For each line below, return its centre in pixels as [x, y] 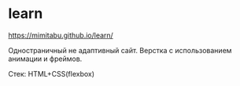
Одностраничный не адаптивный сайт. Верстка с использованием [120, 50]
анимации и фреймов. [45, 59]
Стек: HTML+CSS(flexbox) [52, 73]
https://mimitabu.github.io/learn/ [61, 35]
